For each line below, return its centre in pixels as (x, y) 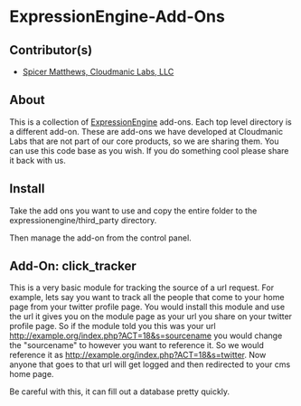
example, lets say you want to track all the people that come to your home (147, 297)
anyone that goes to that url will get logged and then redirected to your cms (150, 364)
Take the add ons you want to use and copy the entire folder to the (133, 211)
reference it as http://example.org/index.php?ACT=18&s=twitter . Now (138, 355)
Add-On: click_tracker (73, 266)
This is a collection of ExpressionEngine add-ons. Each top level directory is (150, 122)
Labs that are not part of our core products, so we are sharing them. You (144, 141)
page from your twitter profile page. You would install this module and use (147, 307)
